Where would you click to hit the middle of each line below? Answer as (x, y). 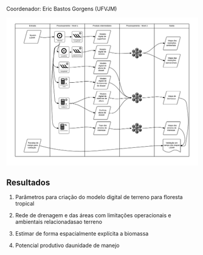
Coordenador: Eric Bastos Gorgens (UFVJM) (62, 9)
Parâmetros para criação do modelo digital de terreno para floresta (99, 197)
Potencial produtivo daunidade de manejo (67, 245)
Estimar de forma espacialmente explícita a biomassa (82, 234)
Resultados (28, 182)
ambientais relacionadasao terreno (58, 222)
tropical (25, 204)
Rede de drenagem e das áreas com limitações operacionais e (93, 215)
